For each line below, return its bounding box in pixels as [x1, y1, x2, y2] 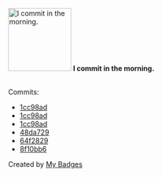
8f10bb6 [19, 145, 47, 153]
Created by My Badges [8, 160, 83, 168]
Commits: [8, 87, 39, 97]
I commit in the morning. [72, 64, 155, 73]
